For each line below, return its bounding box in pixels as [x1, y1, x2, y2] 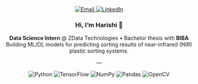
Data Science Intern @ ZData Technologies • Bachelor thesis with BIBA [9, 34, 189, 42]
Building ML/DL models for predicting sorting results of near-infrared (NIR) [5, 41, 193, 48]
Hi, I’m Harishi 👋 [75, 21, 123, 29]
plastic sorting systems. [69, 47, 129, 54]
